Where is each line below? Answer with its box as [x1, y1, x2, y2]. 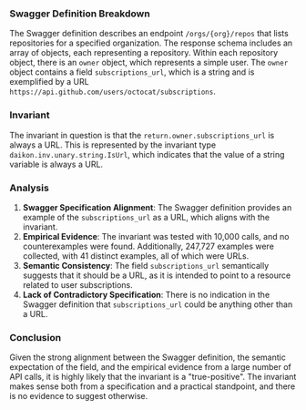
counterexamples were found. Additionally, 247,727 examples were [22, 241, 275, 251]
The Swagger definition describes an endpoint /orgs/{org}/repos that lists [9, 28, 289, 39]
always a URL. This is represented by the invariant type [9, 139, 217, 150]
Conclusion [9, 331, 62, 343]
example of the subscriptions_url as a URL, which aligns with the [22, 211, 270, 222]
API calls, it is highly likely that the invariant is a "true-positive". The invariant [9, 372, 297, 383]
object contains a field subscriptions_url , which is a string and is [9, 67, 255, 77]
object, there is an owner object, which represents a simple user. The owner [9, 57, 289, 68]
